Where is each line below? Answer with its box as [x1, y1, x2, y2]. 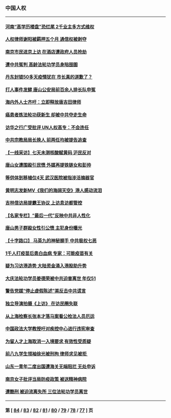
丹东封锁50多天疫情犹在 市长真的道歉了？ [5, 74, 93, 80]
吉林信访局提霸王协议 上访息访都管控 [5, 200, 82, 206]
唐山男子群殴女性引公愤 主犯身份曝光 [5, 225, 82, 231]
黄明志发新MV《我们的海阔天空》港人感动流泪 [5, 187, 102, 193]
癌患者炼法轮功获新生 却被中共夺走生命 [5, 112, 87, 118]
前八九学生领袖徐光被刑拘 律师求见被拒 [5, 351, 87, 357]
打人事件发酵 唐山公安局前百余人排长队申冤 [5, 86, 96, 93]
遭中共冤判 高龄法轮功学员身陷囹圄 [5, 61, 78, 67]
